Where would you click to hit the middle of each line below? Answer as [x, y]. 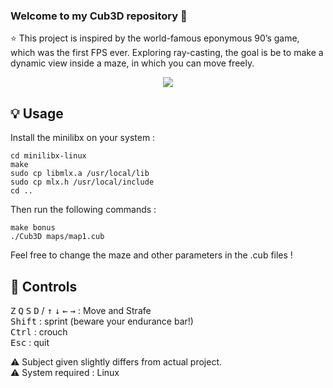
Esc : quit [30, 342]
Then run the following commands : [83, 210]
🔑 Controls [44, 286]
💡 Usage [37, 113]
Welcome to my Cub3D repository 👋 [99, 16]
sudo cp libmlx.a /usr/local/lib [80, 174]
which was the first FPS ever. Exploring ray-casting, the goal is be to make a [167, 53]
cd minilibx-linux [48, 156]
